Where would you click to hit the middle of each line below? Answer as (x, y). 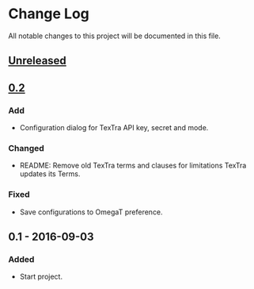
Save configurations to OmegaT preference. (91, 212)
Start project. (41, 277)
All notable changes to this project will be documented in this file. (115, 36)
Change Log (49, 14)
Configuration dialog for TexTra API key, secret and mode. (114, 128)
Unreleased (38, 61)
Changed (27, 148)
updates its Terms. (50, 174)
